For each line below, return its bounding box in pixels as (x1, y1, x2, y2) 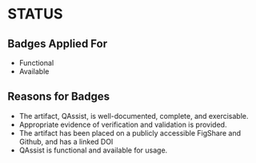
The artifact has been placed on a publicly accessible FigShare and (18, 128, 242, 137)
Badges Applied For (7, 37, 108, 51)
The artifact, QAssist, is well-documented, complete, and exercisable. (18, 111, 249, 120)
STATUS (7, 5, 63, 23)
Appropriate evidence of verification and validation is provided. (18, 120, 227, 129)
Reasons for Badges (7, 90, 110, 104)
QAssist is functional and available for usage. (18, 145, 168, 155)
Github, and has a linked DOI (18, 137, 114, 146)
